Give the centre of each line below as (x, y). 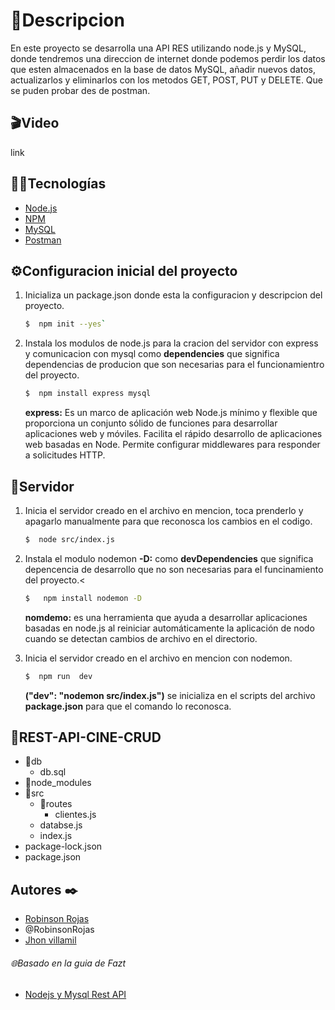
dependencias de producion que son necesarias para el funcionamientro (174, 365)
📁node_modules (58, 783)
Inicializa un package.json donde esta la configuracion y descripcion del (173, 295)
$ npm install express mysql (88, 394)
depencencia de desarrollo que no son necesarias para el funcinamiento (174, 569)
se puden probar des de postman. (80, 90)
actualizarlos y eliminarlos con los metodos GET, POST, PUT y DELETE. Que (167, 80)
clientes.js (75, 815)
